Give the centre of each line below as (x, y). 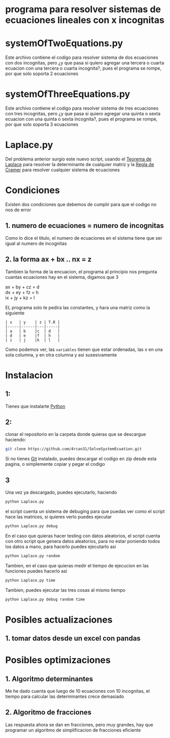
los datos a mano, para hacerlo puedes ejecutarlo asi (61, 547)
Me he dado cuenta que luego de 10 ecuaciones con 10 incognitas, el (78, 691)
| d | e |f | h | (32, 335)
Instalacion (29, 375)
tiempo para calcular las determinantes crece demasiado (65, 696)
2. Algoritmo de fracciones (48, 712)
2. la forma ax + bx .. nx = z (48, 259)
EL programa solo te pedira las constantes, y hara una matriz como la (78, 307)
